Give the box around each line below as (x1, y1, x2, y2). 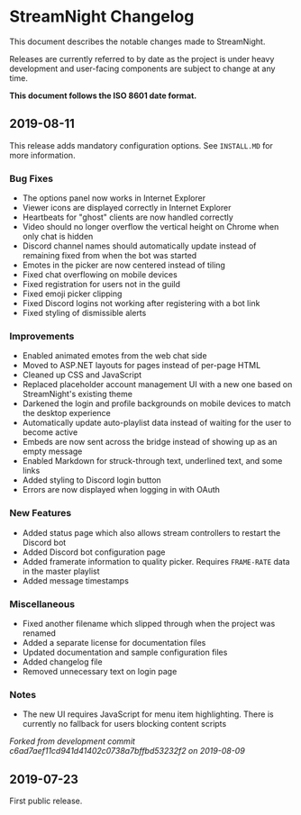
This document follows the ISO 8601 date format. (9, 90, 197, 101)
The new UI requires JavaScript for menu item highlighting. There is (22, 709, 274, 720)
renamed (22, 628, 57, 638)
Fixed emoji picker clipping (22, 288, 123, 299)
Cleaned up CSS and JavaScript (22, 369, 142, 380)
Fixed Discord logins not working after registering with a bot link (22, 298, 260, 309)
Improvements (9, 330, 75, 342)
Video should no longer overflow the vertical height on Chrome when (22, 222, 279, 232)
